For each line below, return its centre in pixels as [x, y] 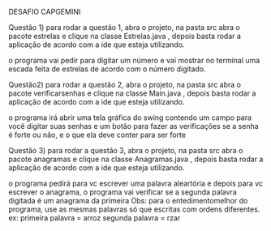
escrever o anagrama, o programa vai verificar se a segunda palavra [123, 192]
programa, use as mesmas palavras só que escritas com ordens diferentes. [134, 209]
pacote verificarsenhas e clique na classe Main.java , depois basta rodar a [132, 93]
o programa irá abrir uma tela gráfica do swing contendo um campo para [130, 118]
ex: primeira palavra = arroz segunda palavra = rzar [95, 218]
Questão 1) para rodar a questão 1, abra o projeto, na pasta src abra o [125, 27]
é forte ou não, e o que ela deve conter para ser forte [97, 135]
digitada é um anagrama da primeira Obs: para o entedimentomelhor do [128, 201]
